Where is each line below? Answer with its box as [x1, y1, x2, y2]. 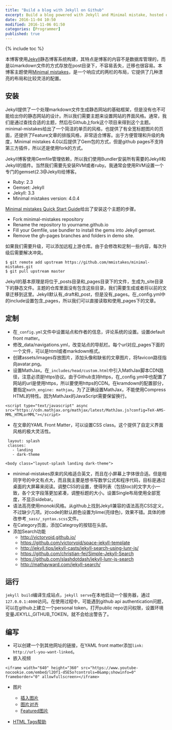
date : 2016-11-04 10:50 [5, 17, 56, 22]
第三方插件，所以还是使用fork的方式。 [5, 145, 86, 151]
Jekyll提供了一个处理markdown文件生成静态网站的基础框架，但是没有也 [5, 106, 157, 112]
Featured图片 [20, 708, 49, 714]
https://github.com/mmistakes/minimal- [64, 260, 150, 265]
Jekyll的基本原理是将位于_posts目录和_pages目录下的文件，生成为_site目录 [5, 278, 164, 284]
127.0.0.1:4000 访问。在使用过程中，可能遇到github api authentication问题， [5, 599, 166, 605]
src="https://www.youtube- [81, 665, 139, 670]
